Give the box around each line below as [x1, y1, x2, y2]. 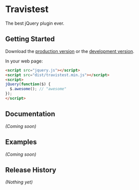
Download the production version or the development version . [5, 48, 134, 54]
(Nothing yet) [5, 179, 33, 185]
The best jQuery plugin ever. [5, 20, 65, 26]
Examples [5, 138, 37, 147]
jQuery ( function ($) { [5, 82, 51, 87]
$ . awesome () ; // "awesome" [10, 87, 67, 92]
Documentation [5, 110, 56, 118]
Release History [5, 165, 57, 174]
